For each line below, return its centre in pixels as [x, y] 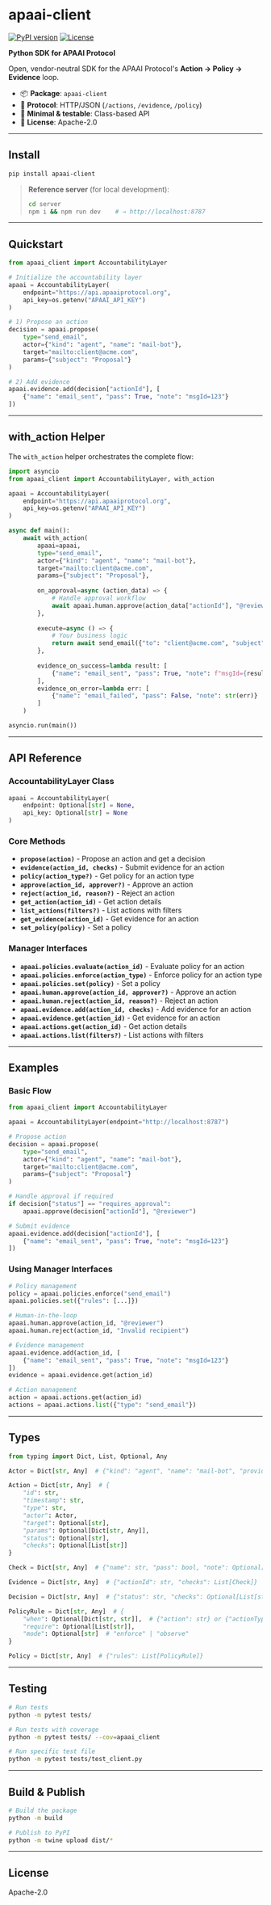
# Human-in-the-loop [43, 1316]
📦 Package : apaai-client [63, 93]
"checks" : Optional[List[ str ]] [75, 1545]
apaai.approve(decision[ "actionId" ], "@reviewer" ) [110, 1211]
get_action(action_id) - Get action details [91, 902]
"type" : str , [45, 1508]
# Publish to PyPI [39, 1832]
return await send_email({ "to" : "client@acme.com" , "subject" [158, 643]
